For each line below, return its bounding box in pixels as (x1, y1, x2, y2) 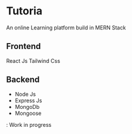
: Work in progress (6, 121, 52, 128)
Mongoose (14, 109, 42, 117)
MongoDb (14, 103, 40, 110)
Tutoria (6, 4, 43, 18)
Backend (6, 75, 40, 85)
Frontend (6, 41, 41, 51)
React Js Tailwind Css (6, 57, 61, 64)
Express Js (14, 97, 42, 104)
